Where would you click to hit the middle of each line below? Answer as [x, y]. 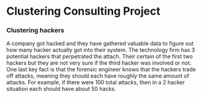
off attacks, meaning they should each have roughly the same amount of [98, 76]
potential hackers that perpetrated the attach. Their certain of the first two [99, 57]
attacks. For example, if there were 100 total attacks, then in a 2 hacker [96, 82]
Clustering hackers [36, 31]
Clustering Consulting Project [83, 11]
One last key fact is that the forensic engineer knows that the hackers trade [101, 70]
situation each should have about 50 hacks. [61, 89]
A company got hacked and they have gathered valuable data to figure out [100, 43]
